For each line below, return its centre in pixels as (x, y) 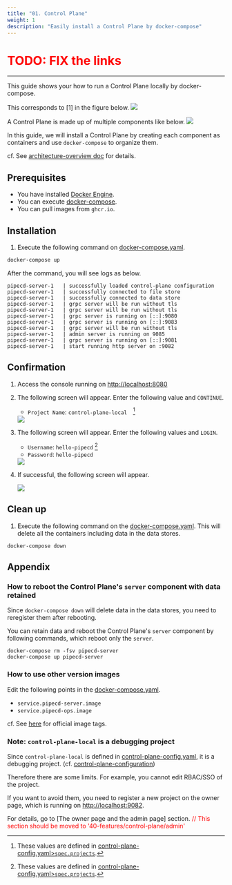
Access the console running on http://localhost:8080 (92, 384)
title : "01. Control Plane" (48, 13)
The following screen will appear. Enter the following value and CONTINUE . (120, 397)
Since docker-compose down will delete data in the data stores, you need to (112, 610)
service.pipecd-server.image (59, 703)
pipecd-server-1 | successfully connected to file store (94, 292)
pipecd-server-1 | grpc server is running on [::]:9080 (92, 316)
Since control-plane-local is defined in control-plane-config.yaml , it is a (111, 757)
